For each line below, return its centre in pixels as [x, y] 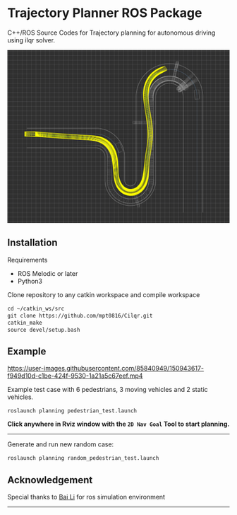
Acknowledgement [50, 480]
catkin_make [25, 323]
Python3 [30, 281]
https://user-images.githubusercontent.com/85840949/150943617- [106, 369]
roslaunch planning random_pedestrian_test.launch [83, 458]
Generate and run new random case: [61, 444]
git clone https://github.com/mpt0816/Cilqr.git [80, 316]
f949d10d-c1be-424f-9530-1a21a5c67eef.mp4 [75, 376]
